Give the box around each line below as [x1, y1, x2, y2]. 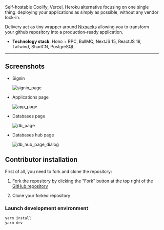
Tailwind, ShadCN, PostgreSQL [12, 44, 75, 49]
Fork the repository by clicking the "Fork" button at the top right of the [12, 178, 153, 184]
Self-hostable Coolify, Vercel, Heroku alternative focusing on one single [5, 4, 149, 10]
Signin [12, 75, 25, 81]
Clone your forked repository [12, 192, 71, 198]
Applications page [12, 94, 49, 100]
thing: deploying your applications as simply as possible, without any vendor [5, 9, 159, 15]
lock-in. [5, 15, 20, 20]
